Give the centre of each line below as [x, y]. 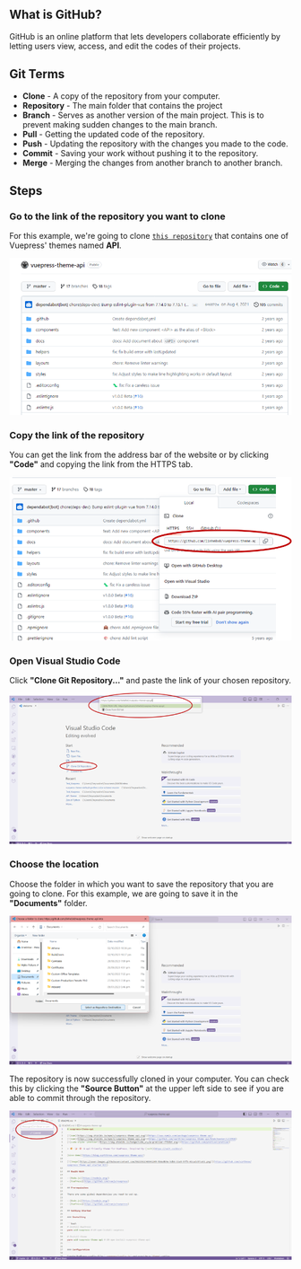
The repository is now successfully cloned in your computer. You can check [149, 1079]
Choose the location [54, 864]
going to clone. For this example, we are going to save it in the [124, 894]
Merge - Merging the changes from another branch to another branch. [152, 163]
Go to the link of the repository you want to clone [117, 216]
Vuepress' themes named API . [66, 245]
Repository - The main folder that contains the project [122, 105]
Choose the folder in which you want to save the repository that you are [142, 884]
